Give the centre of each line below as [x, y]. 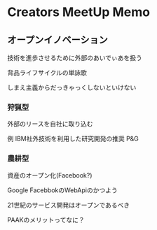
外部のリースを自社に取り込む [50, 124]
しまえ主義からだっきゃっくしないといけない [72, 87]
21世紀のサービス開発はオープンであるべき [69, 205]
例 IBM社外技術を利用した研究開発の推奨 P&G [73, 139]
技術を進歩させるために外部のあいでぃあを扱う [75, 58]
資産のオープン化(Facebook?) [50, 175]
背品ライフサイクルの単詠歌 [47, 73]
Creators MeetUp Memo [79, 12]
